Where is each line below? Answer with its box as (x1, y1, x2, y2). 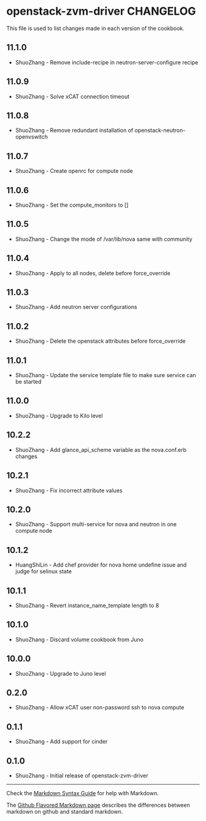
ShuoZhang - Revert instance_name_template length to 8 (15, 601, 159, 609)
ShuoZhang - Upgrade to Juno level (15, 670, 106, 677)
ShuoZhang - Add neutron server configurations (15, 304, 137, 311)
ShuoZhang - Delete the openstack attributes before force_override (15, 337, 186, 345)
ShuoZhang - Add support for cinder (15, 738, 108, 746)
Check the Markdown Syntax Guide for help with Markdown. (6, 790, 159, 796)
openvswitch (15, 133, 48, 140)
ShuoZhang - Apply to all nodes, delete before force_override (15, 269, 170, 277)
